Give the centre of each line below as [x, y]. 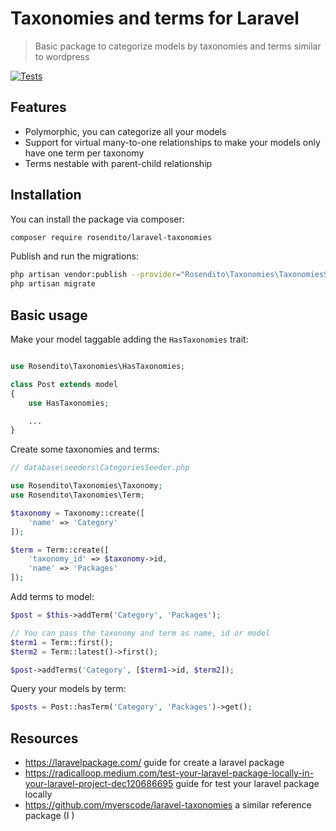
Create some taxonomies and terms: [85, 449]
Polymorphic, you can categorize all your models [125, 131]
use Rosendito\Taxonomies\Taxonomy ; [86, 486]
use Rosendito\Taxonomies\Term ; [77, 495]
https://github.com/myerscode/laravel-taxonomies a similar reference [168, 805]
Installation [46, 195]
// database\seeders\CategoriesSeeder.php [100, 468]
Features [38, 107]
